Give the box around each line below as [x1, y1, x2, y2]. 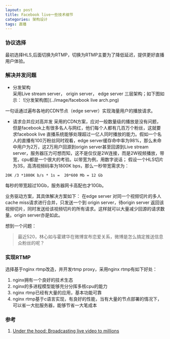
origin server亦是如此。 [14, 212, 63, 218]
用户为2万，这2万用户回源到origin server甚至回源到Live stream [17, 144, 149, 150]
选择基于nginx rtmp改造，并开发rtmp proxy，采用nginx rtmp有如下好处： [5, 266, 158, 272]
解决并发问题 [5, 72, 37, 79]
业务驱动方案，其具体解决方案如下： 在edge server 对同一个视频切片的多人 [5, 193, 162, 199]
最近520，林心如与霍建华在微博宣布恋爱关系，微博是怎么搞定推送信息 [17, 233, 163, 239]
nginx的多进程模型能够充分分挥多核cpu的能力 [12, 283, 108, 289]
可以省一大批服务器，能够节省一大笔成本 [12, 302, 97, 309]
